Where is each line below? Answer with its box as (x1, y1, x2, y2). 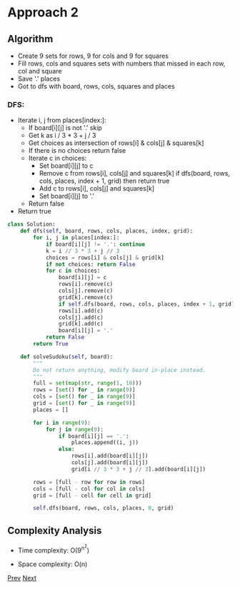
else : (58, 445, 75, 453)
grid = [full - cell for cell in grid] (33, 492, 152, 499)
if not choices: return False (45, 261, 136, 268)
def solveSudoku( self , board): (20, 353, 114, 361)
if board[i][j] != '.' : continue (45, 241, 145, 248)
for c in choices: (45, 267, 101, 275)
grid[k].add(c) (58, 321, 104, 328)
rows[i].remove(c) (58, 281, 114, 288)
